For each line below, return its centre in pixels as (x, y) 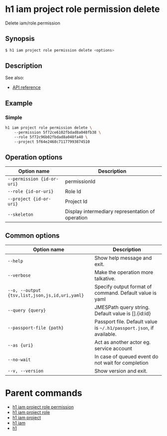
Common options (32, 235)
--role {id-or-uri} (31, 192)
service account (113, 349)
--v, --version (26, 371)
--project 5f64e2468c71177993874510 (52, 142)
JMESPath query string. (122, 307)
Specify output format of (123, 287)
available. (105, 334)
